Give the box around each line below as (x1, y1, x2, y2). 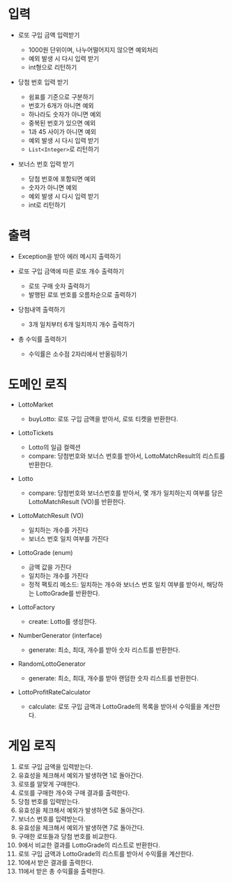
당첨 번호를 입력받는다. (17, 797, 80, 805)
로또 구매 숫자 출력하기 (28, 282, 91, 290)
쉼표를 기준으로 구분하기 (28, 92, 95, 101)
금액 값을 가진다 (28, 563, 72, 571)
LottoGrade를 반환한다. (36, 588, 100, 597)
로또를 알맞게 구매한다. (17, 780, 80, 788)
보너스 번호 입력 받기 (17, 160, 75, 168)
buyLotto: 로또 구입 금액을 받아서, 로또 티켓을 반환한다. (28, 414, 178, 423)
